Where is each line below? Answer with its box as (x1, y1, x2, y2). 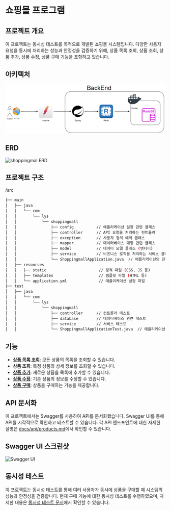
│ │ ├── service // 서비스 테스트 (5, 321, 127, 326)
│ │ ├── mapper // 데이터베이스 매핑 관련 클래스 (5, 241, 156, 246)
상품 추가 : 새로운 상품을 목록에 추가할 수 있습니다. (12, 369, 110, 375)
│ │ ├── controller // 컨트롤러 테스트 (5, 311, 130, 316)
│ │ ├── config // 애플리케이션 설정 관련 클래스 (5, 224, 156, 229)
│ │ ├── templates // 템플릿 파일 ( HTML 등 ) (5, 273, 148, 278)
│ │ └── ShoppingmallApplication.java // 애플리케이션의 (5, 257, 160, 262)
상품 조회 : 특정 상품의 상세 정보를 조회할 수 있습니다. (12, 363, 116, 369)
